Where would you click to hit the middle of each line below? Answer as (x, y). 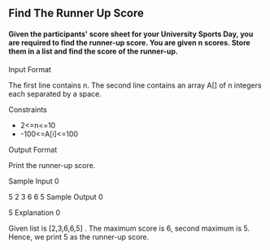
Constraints (28, 110)
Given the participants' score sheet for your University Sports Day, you (131, 34)
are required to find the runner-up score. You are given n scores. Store (129, 42)
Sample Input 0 (34, 181)
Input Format (30, 69)
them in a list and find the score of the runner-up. (94, 51)
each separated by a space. (55, 93)
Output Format (33, 149)
